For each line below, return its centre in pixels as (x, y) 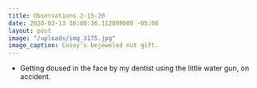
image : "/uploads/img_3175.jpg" (62, 38)
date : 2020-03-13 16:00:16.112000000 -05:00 (83, 23)
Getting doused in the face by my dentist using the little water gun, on (134, 68)
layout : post (30, 30)
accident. (35, 77)
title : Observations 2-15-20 (57, 16)
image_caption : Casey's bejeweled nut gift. (83, 46)
